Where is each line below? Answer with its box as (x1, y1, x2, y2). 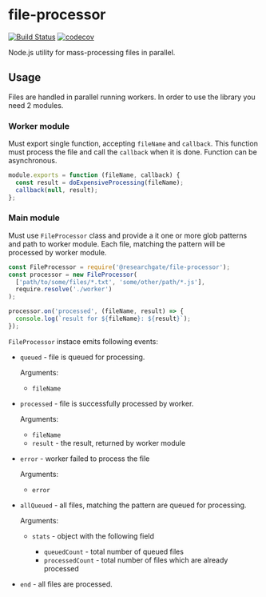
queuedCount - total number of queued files (43, 547, 184, 556)
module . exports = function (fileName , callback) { (8, 171, 181, 179)
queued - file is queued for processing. (19, 352, 145, 362)
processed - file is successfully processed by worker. (19, 399, 194, 408)
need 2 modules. (8, 100, 64, 110)
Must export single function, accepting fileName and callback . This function (8, 138, 258, 149)
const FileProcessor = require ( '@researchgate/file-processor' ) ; (8, 262, 230, 271)
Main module (8, 212, 60, 223)
